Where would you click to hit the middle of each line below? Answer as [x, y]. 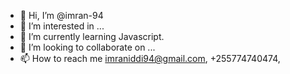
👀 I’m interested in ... [62, 26]
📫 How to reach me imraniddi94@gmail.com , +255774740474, [150, 58]
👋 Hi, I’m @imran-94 [61, 15]
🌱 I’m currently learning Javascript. [92, 36]
